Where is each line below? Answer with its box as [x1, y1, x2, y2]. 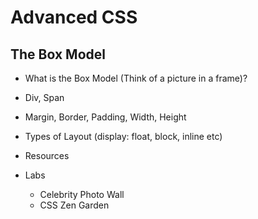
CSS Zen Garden [39, 199, 110, 211]
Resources [24, 150, 70, 161]
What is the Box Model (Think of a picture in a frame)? [24, 72, 248, 84]
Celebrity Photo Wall [39, 189, 125, 200]
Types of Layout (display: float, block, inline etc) [24, 131, 223, 142]
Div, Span [24, 92, 65, 103]
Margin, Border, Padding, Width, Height [24, 111, 187, 123]
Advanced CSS [10, 6, 138, 29]
